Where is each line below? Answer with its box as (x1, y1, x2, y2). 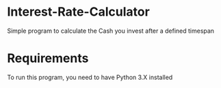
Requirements (7, 50, 89, 66)
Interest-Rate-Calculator (7, 4, 151, 20)
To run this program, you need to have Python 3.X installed (7, 73, 173, 81)
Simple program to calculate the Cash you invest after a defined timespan (7, 27, 214, 35)
